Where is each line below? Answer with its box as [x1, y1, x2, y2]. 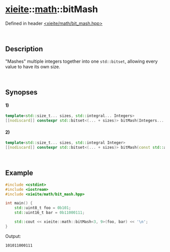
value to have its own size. [5, 63, 61, 69]
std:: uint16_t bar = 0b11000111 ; [14, 210, 85, 216]
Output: [5, 233, 21, 239]
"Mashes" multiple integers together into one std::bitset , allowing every [5, 58, 158, 64]
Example [5, 169, 33, 178]
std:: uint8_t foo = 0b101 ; [14, 205, 71, 211]
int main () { [5, 201, 33, 206]
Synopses [5, 88, 38, 97]
